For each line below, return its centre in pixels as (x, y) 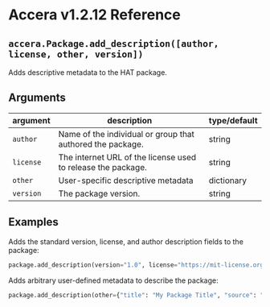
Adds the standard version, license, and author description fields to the (126, 241)
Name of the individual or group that (127, 134)
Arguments (37, 98)
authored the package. (101, 144)
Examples (33, 222)
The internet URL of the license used (127, 157)
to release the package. (102, 167)
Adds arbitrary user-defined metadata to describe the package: (113, 280)
